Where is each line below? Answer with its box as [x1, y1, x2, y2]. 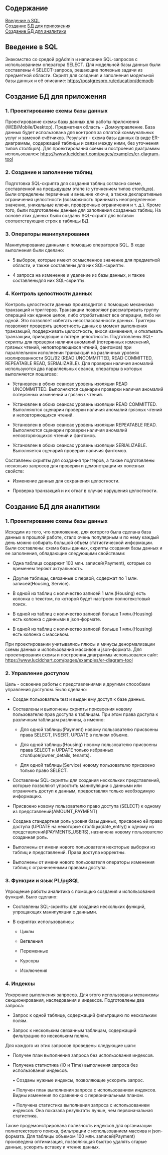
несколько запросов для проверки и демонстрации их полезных [5, 463, 144, 469]
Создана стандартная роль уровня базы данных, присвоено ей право [12, 818, 163, 824]
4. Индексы [5, 980, 35, 987]
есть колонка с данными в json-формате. [12, 616, 101, 622]
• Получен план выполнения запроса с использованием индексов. [12, 1086, 157, 1093]
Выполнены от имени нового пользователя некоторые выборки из [12, 844, 155, 850]
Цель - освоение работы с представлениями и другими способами [5, 681, 150, 687]
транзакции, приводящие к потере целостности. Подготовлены [5, 334, 142, 340]
